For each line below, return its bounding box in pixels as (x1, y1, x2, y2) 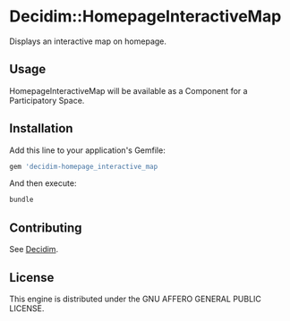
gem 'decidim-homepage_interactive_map (9, 162, 158, 171)
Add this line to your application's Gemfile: (9, 145, 166, 156)
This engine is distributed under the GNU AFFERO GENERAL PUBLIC (9, 293, 262, 304)
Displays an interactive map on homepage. (9, 36, 167, 46)
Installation (9, 121, 73, 136)
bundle (9, 195, 34, 205)
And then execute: (9, 178, 77, 189)
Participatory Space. (9, 95, 85, 106)
